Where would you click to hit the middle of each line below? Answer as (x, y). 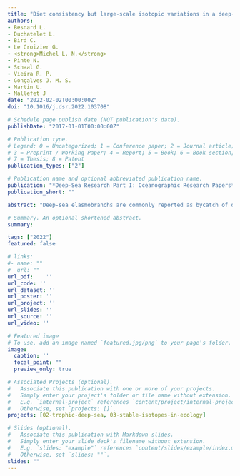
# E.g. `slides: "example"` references (70, 448)
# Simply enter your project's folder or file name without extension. (120, 395)
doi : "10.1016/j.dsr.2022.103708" (59, 107)
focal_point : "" (38, 363)
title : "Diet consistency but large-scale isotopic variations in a (111, 14)
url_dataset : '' (31, 290)
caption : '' (32, 356)
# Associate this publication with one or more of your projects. (111, 389)
